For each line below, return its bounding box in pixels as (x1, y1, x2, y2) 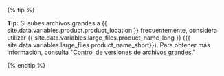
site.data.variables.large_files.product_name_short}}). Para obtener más (7, 41, 211, 49)
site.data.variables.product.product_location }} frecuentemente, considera (7, 27, 218, 34)
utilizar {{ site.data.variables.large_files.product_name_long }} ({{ (7, 34, 191, 42)
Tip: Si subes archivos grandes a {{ (7, 19, 108, 27)
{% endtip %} (7, 62, 46, 69)
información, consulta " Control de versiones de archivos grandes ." (7, 48, 196, 56)
